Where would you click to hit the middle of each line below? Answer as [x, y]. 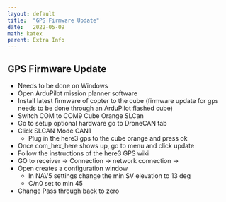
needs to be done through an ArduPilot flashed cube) [95, 108]
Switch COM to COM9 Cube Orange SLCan [80, 115]
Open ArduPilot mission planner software [78, 93]
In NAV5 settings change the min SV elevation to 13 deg [109, 176]
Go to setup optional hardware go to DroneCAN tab [92, 123]
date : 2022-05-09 [36, 27]
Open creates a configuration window [73, 168]
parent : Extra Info [36, 40]
